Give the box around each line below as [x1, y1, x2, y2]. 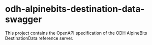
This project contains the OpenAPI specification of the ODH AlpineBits [5, 30, 148, 36]
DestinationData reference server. [5, 35, 74, 41]
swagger [5, 14, 42, 25]
